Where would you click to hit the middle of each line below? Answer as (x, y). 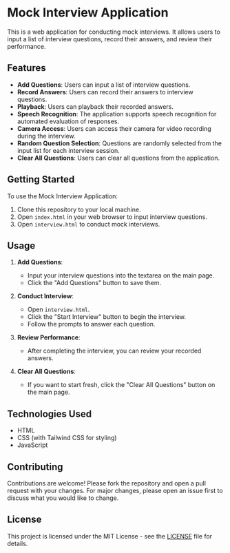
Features (27, 68)
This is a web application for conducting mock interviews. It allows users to (114, 32)
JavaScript (32, 445)
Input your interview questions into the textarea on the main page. (121, 275)
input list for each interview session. (69, 150)
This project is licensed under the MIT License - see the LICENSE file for (109, 536)
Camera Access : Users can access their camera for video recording (114, 128)
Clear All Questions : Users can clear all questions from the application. (118, 158)
